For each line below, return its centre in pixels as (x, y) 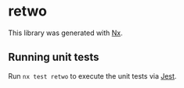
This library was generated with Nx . (65, 33)
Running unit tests (54, 57)
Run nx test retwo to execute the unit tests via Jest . (92, 76)
